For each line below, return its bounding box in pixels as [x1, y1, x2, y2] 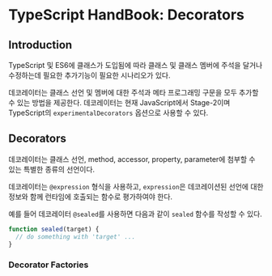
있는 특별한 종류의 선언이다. [8, 164, 96, 174]
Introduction [8, 38, 73, 52]
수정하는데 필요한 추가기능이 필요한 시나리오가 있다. [8, 70, 171, 80]
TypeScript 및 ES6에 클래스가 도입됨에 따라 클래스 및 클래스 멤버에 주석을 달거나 [8, 61, 263, 70]
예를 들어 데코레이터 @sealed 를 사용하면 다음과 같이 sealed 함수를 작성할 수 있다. [8, 209, 263, 219]
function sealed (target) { [8, 225, 100, 233]
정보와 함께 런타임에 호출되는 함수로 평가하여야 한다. [8, 192, 172, 202]
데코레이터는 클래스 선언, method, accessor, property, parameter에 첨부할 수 [8, 154, 256, 163]
